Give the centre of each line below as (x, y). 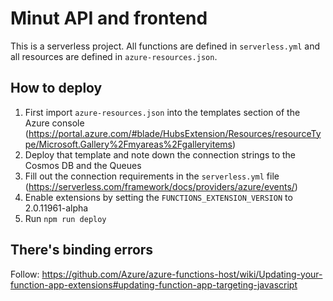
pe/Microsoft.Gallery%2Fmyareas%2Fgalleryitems (128, 144)
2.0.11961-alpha (56, 208)
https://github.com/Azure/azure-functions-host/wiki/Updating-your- (182, 274)
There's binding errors (82, 250)
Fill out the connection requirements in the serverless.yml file (152, 176)
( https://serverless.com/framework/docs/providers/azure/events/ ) (161, 186)
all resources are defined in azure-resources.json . (114, 56)
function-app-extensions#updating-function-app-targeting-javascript (154, 284)
